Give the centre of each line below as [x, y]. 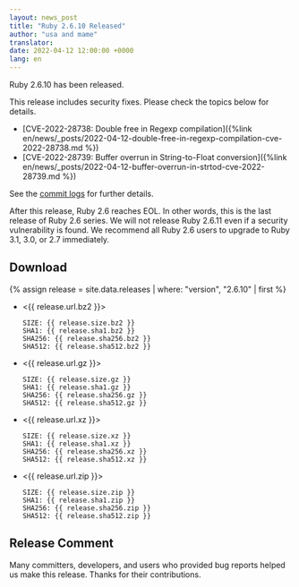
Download [38, 268]
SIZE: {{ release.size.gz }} [77, 379]
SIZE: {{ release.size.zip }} [79, 492]
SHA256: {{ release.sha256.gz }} [85, 395]
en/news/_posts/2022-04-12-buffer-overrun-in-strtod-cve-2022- [144, 167]
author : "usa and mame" [54, 34]
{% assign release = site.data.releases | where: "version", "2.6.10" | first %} [148, 289]
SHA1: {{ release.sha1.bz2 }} [79, 331]
